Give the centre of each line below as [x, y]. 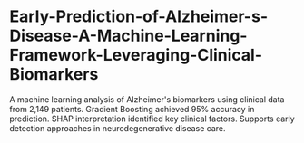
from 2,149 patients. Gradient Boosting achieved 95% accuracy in [132, 109]
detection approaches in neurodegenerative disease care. [118, 128]
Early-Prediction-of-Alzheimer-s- [139, 17]
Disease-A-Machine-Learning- [128, 36]
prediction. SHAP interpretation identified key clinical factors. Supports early [152, 119]
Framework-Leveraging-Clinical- [136, 55]
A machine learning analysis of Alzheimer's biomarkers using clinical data [147, 99]
